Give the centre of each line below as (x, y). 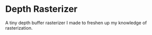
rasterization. (19, 28)
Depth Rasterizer (41, 9)
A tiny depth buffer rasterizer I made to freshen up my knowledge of (76, 23)
